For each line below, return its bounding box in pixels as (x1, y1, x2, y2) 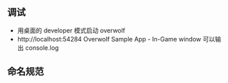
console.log (25, 44, 59, 52)
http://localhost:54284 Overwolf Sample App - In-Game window (17, 35, 202, 43)
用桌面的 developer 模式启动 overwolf (17, 26, 126, 35)
